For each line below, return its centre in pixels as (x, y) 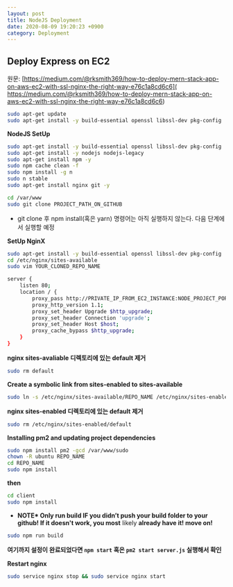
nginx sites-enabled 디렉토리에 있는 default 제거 (75, 411)
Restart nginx (27, 563)
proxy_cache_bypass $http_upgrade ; (84, 331)
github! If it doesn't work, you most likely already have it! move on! (115, 522)
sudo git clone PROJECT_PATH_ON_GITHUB (65, 204)
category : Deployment (38, 33)
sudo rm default (31, 371)
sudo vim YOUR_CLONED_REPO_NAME (54, 267)
